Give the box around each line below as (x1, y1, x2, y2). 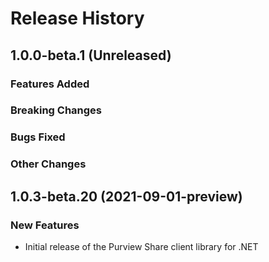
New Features (10, 218, 80, 232)
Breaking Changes (10, 103, 103, 117)
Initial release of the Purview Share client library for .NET (24, 240, 259, 252)
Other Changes (10, 157, 87, 171)
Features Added (10, 77, 90, 91)
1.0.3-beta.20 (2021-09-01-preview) (10, 188, 243, 205)
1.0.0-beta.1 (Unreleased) (10, 47, 172, 64)
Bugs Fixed (10, 130, 66, 144)
